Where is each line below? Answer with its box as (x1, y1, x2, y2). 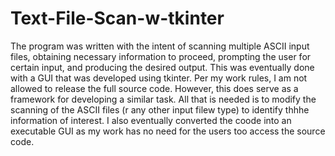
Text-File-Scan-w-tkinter (10, 7, 225, 30)
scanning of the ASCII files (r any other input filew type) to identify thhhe (10, 103, 310, 116)
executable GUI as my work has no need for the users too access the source (10, 125, 326, 137)
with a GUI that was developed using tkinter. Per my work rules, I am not (10, 72, 308, 84)
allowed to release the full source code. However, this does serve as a (10, 82, 299, 94)
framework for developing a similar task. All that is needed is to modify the (10, 93, 317, 105)
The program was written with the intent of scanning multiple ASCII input (10, 40, 310, 52)
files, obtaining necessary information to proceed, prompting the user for (10, 50, 312, 62)
